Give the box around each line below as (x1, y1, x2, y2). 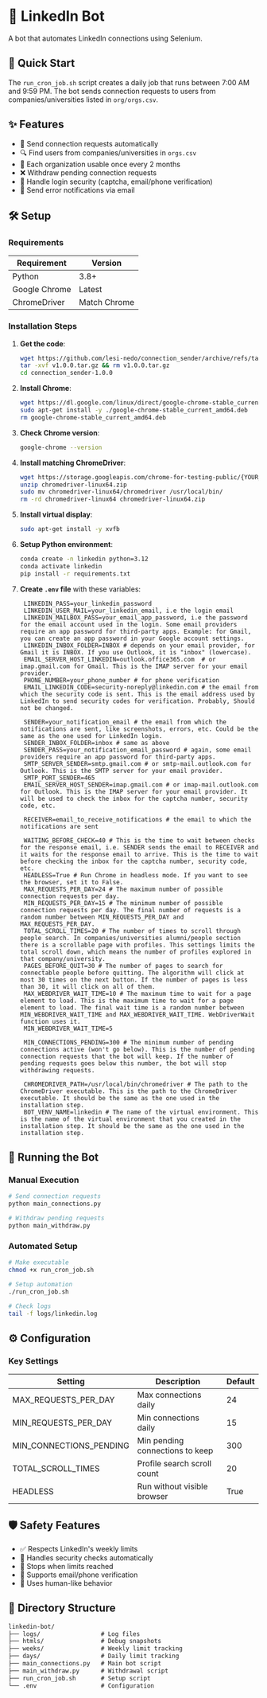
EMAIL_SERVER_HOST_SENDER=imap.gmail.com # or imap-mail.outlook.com (23, 780, 259, 789)
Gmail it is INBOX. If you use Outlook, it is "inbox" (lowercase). (19, 648, 252, 656)
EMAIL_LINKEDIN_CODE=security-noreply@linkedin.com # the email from (23, 683, 259, 691)
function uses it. (19, 1017, 81, 1025)
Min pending (137, 1435, 184, 1446)
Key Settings (8, 1355, 59, 1366)
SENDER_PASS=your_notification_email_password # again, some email (23, 746, 252, 754)
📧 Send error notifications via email (19, 185, 135, 194)
